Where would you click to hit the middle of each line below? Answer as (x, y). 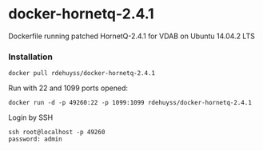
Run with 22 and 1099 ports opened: (68, 88)
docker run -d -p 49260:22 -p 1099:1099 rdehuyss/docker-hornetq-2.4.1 (130, 103)
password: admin (35, 139)
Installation (31, 57)
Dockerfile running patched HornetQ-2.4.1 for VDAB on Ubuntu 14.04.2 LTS (132, 36)
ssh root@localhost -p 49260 (57, 133)
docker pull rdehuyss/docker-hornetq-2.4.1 (82, 74)
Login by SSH (31, 117)
